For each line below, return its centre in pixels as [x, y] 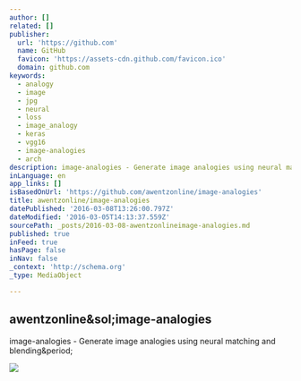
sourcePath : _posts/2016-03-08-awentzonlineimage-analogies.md [130, 225]
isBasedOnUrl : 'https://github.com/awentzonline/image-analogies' [136, 192]
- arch [30, 159]
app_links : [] [36, 184]
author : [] [30, 17]
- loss [30, 117]
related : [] [31, 26]
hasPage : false [38, 250]
